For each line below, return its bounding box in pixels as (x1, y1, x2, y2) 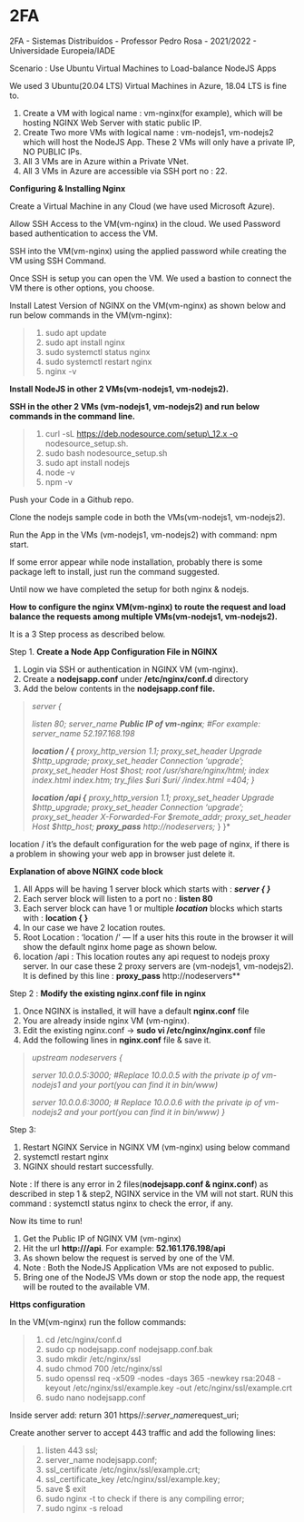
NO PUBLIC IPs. (22, 146, 83, 157)
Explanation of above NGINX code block (9, 865, 163, 876)
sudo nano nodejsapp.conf (44, 1391, 146, 1403)
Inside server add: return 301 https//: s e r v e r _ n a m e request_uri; (9, 1409, 240, 1420)
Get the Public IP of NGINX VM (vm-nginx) (22, 1232, 181, 1244)
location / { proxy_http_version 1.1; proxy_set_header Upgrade (31, 746, 263, 756)
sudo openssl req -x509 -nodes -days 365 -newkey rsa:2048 (44, 1372, 276, 1383)
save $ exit (44, 1483, 86, 1494)
